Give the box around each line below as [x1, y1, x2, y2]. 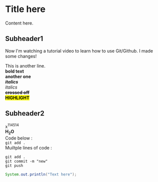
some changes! [5, 53, 37, 59]
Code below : [5, 135, 32, 141]
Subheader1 [5, 34, 43, 43]
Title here [5, 3, 46, 15]
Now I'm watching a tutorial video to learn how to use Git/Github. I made [5, 47, 154, 53]
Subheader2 [5, 109, 45, 118]
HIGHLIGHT [5, 94, 30, 100]
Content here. [5, 20, 33, 26]
